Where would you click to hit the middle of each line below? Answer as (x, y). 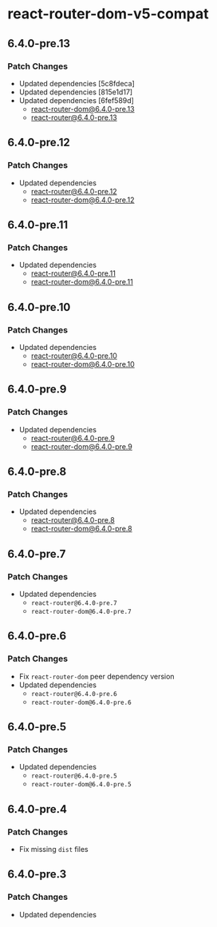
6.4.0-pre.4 (37, 809)
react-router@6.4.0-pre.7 (74, 603)
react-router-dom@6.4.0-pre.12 (83, 200)
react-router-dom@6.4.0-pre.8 (81, 529)
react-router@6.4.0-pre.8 (73, 520)
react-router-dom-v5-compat (108, 14)
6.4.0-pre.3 (37, 875)
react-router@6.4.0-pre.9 (73, 438)
